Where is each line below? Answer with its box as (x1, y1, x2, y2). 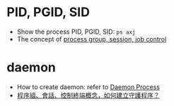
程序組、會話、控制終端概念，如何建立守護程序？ (16, 91, 160, 99)
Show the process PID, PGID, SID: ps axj (16, 27, 136, 36)
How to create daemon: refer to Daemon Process (16, 82, 161, 91)
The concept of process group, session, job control (16, 34, 167, 43)
